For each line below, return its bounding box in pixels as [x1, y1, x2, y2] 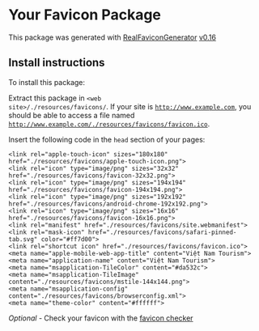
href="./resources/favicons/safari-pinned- [87, 228, 237, 236]
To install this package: [8, 77, 86, 87]
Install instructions [8, 56, 105, 70]
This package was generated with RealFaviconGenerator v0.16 [8, 32, 217, 42]
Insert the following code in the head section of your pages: [8, 134, 206, 144]
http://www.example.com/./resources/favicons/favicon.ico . [8, 119, 210, 129]
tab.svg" [8, 235, 38, 244]
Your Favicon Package [8, 6, 162, 24]
